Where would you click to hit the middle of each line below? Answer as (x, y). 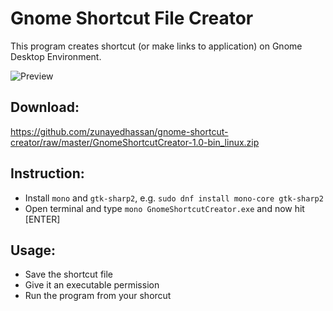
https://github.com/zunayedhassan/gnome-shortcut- (119, 131)
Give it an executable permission (92, 285)
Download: (45, 107)
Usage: (33, 250)
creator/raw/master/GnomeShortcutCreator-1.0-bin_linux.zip (135, 142)
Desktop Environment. (56, 56)
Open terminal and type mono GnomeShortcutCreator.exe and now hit (164, 208)
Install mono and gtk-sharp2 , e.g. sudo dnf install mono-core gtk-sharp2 (174, 198)
